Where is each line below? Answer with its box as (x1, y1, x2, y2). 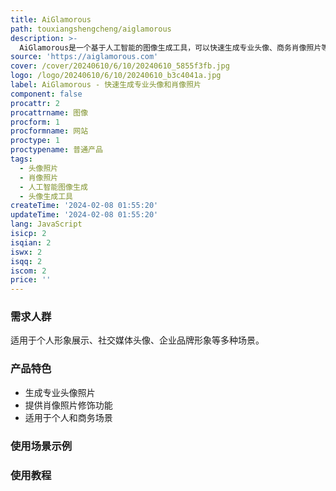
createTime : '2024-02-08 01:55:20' (10, 201, 159, 211)
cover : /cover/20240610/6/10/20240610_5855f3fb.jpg (10, 61, 230, 71)
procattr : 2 (10, 98, 60, 108)
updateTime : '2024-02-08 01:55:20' (10, 210, 159, 220)
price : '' (10, 275, 52, 285)
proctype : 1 (10, 136, 60, 146)
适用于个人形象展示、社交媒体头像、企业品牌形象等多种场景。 (10, 334, 265, 346)
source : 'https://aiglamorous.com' (10, 52, 159, 62)
